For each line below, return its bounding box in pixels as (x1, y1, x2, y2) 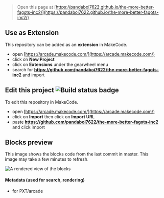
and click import (12, 124, 45, 130)
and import (23, 72, 45, 78)
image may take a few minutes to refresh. (5, 156, 89, 162)
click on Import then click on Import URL (12, 113, 95, 119)
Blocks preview (5, 138, 53, 147)
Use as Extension (5, 29, 59, 37)
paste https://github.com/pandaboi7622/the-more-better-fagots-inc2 (12, 119, 159, 125)
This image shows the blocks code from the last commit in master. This (5, 151, 149, 157)
